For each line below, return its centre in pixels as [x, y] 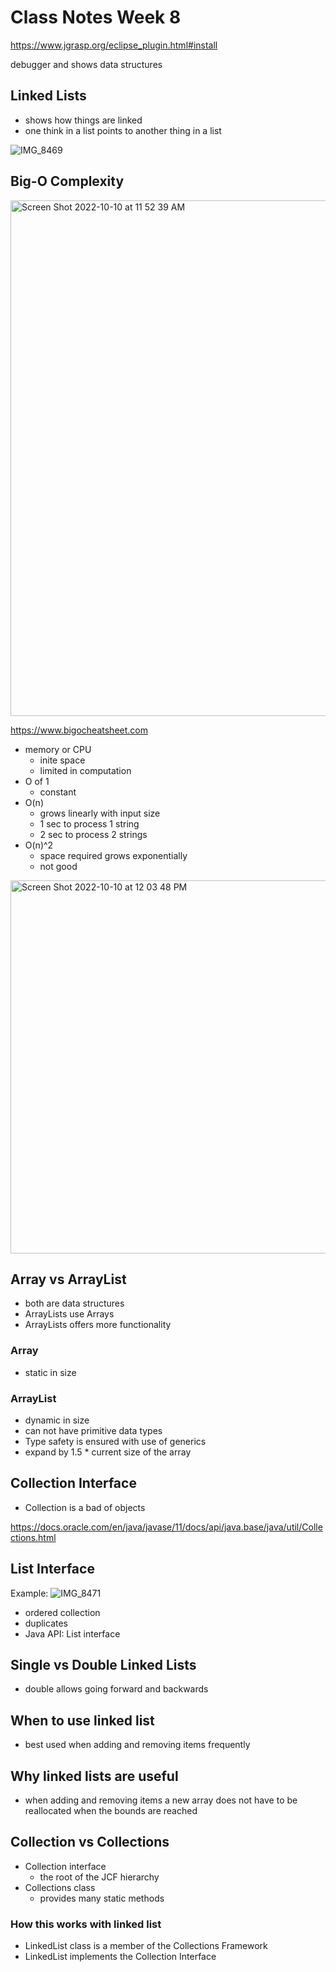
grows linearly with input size [100, 813]
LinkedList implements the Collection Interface [120, 1957]
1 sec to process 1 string [89, 823]
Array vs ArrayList [68, 1279]
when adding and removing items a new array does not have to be [161, 1800]
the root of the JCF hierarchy [99, 1877]
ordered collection [62, 1612]
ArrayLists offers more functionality [98, 1325]
